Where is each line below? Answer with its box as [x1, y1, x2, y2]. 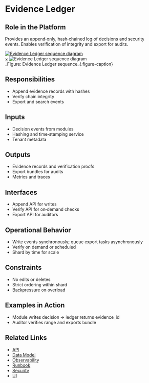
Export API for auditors [12, 212, 59, 218]
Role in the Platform [5, 23, 66, 31]
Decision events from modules [12, 126, 74, 132]
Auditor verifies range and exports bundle [12, 319, 97, 325]
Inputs [5, 113, 25, 121]
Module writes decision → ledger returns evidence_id [12, 314, 120, 320]
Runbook [12, 362, 31, 368]
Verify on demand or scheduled [12, 244, 76, 250]
